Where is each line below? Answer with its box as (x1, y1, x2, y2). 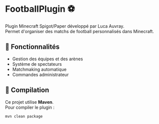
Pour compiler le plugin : (5, 104, 55, 110)
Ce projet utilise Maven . (5, 99, 54, 105)
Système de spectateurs (12, 61, 62, 67)
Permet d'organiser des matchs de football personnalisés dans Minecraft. (5, 28, 154, 34)
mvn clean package (5, 114, 43, 119)
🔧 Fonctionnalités (5, 42, 60, 51)
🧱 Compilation (5, 86, 49, 94)
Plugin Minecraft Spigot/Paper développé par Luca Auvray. (5, 23, 125, 29)
